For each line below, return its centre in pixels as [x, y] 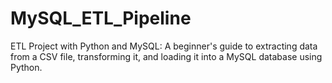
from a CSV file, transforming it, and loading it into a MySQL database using [166, 56]
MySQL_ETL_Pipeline [101, 18]
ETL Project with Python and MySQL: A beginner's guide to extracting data [164, 46]
